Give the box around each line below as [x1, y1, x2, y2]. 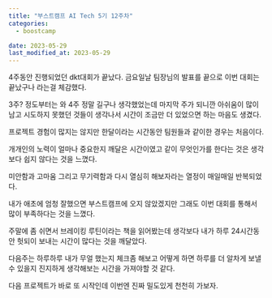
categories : [8, 19, 49, 28]
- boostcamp [15, 27, 57, 35]
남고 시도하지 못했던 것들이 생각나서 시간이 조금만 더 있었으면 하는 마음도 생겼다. [8, 110, 262, 120]
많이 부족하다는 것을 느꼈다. [8, 209, 96, 219]
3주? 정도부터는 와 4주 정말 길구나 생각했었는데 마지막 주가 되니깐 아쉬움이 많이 [8, 100, 260, 109]
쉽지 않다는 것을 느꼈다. [23, 155, 97, 164]
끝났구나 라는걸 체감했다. [8, 83, 87, 92]
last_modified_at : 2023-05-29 [8, 49, 111, 57]
